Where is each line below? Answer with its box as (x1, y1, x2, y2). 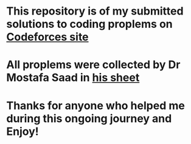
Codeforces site (6, 30, 89, 44)
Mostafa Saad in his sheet (6, 71, 140, 84)
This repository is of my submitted (6, 4, 184, 18)
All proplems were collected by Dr (6, 58, 181, 72)
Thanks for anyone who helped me (6, 98, 186, 112)
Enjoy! (6, 125, 40, 138)
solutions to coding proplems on (6, 17, 173, 31)
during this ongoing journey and (6, 111, 172, 125)
